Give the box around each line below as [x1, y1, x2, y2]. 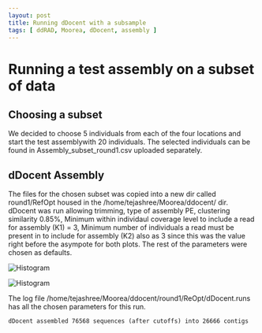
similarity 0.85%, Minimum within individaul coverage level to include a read [8, 214, 255, 224]
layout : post [8, 11, 51, 20]
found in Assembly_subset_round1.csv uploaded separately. [8, 146, 203, 155]
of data [8, 76, 56, 94]
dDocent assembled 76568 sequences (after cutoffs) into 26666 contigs [8, 317, 249, 325]
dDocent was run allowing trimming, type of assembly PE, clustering [8, 206, 230, 216]
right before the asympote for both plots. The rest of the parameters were [8, 239, 248, 249]
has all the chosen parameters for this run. [8, 302, 146, 312]
